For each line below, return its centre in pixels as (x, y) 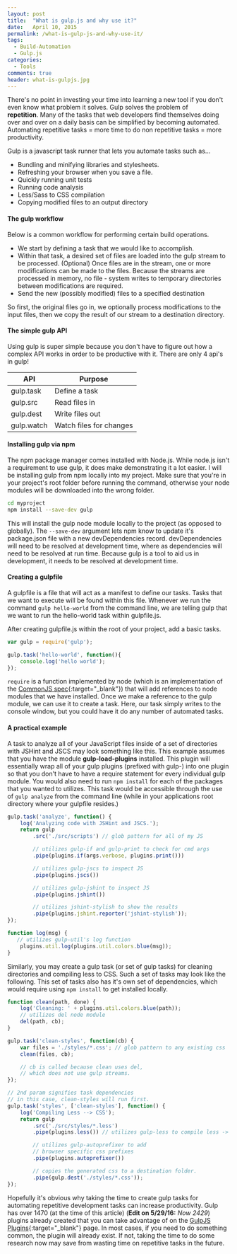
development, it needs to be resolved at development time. (93, 560)
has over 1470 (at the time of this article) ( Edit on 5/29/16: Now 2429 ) (109, 1213)
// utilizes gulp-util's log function (74, 939)
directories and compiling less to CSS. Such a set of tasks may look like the (116, 974)
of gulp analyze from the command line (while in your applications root (110, 796)
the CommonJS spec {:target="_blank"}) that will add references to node (112, 689)
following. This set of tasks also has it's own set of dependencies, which (113, 982)
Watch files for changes (94, 425)
